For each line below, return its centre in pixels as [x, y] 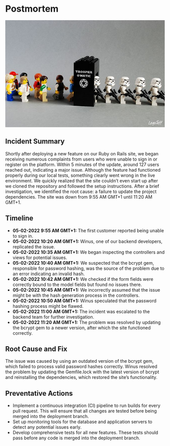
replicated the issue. [34, 246]
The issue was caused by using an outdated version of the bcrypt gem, [79, 361]
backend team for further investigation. [53, 317]
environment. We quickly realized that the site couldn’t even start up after [82, 180]
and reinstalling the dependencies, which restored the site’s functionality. [81, 377]
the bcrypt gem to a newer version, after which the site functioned [81, 328]
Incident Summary [35, 141]
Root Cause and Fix [36, 349]
